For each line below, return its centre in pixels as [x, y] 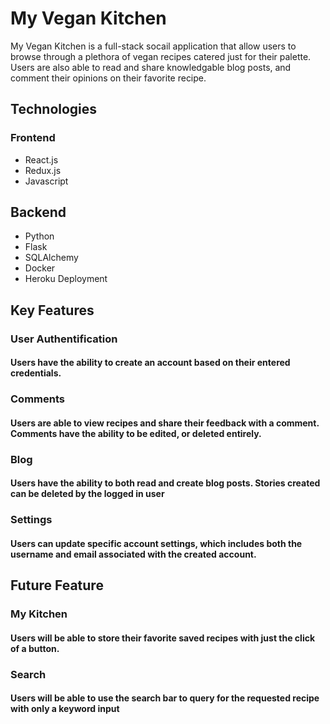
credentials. [36, 373]
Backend [38, 212]
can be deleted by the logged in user [87, 494]
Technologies [54, 109]
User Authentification [64, 339]
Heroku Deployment [66, 279]
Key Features [52, 310]
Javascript [46, 181]
